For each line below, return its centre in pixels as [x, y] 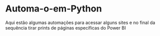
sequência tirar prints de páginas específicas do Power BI [66, 27]
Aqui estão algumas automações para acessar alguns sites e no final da [80, 22]
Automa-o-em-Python [54, 9]
